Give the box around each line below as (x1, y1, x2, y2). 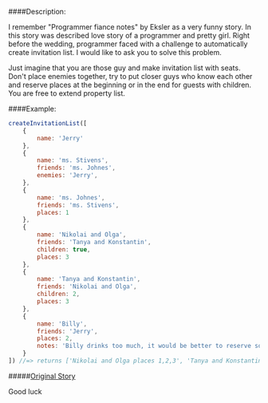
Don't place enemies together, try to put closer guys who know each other (8, 72, 253, 81)
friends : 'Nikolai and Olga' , (37, 282, 137, 290)
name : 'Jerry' (37, 134, 84, 142)
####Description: (8, 7, 66, 16)
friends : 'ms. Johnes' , (37, 164, 116, 172)
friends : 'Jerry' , (37, 327, 98, 335)
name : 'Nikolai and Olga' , (37, 231, 127, 239)
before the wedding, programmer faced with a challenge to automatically (8, 39, 248, 49)
